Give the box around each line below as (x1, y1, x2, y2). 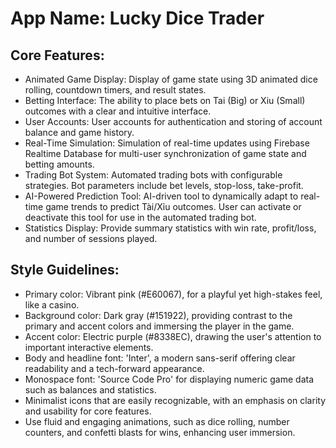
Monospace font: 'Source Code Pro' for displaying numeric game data (24, 373, 314, 385)
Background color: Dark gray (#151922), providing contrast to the (24, 309, 293, 321)
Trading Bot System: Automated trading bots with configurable (24, 169, 283, 181)
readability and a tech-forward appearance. (24, 362, 205, 374)
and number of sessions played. (24, 233, 158, 244)
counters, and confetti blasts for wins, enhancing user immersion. (24, 426, 296, 438)
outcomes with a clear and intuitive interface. (24, 105, 212, 117)
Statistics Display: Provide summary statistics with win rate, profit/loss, (24, 222, 317, 234)
